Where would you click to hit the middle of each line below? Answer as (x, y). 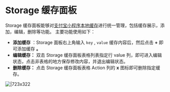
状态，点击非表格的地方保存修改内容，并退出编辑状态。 (70, 61)
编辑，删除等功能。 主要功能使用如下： (54, 31)
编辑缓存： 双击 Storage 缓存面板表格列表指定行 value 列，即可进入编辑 (87, 55)
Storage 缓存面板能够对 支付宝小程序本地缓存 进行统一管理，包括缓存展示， (83, 25)
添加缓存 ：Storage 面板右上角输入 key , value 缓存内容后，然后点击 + (85, 42)
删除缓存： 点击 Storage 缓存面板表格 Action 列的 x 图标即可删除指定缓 (86, 67)
